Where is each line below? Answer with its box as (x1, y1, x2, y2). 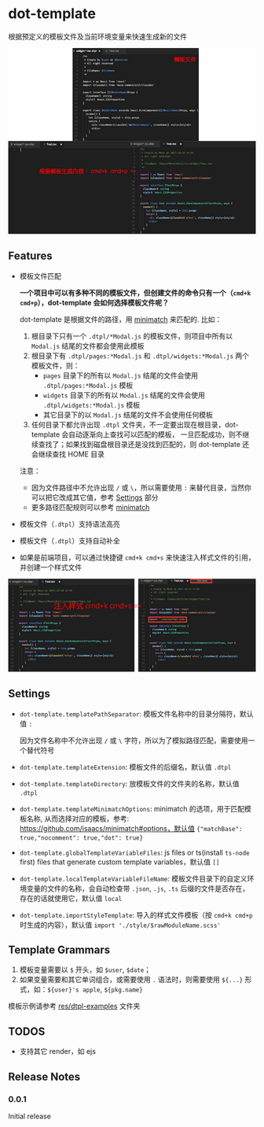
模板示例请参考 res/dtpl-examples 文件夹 (8, 1001, 141, 1011)
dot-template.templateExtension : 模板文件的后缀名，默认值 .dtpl (19, 762, 232, 771)
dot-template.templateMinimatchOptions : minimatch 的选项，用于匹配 (19, 804, 245, 813)
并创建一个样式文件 (19, 562, 82, 571)
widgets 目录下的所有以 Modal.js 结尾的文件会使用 (42, 390, 206, 400)
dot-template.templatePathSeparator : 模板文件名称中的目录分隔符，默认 (19, 709, 254, 719)
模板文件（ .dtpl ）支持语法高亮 (19, 519, 120, 528)
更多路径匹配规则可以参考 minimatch (31, 502, 150, 512)
